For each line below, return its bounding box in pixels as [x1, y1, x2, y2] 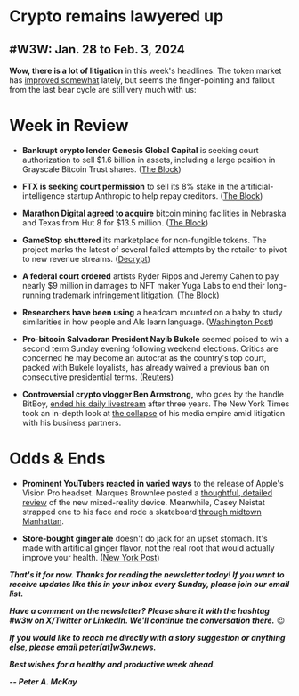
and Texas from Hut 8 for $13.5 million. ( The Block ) [21, 217, 209, 228]
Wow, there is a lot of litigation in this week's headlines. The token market [9, 65, 282, 76]
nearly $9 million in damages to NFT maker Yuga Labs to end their [21, 280, 265, 291]
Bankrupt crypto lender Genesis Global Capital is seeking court [21, 144, 260, 155]
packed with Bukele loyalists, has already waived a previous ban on [21, 362, 270, 373]
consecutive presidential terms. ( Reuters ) [21, 372, 174, 382]
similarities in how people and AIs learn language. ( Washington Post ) [21, 316, 274, 327]
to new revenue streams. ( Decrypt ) [21, 253, 151, 264]
